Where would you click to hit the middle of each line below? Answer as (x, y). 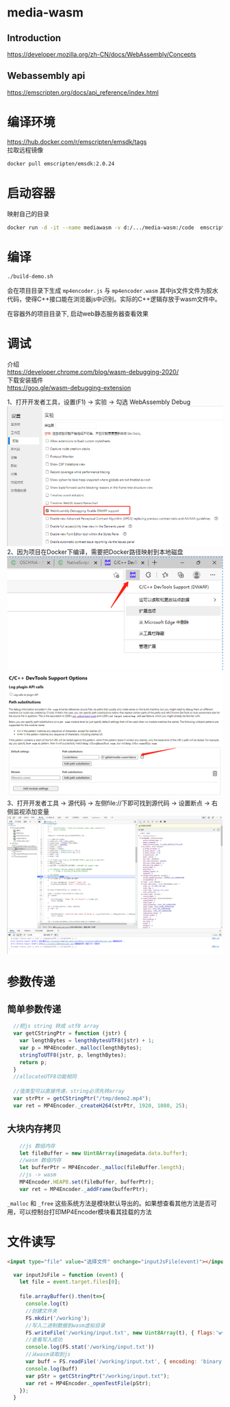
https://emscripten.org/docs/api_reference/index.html (83, 92)
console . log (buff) (51, 1369)
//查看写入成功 (44, 1340)
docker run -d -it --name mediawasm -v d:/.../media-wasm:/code (101, 228)
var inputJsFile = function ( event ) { (69, 1275)
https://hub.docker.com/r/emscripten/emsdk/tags (77, 141)
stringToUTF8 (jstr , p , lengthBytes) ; (73, 1055)
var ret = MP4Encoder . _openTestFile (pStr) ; (88, 1383)
